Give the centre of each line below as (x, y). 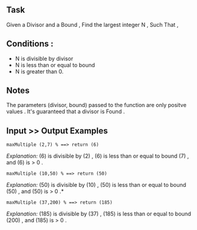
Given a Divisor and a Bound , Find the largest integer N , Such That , (92, 24)
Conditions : (30, 44)
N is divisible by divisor (44, 58)
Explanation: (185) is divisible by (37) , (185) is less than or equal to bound (99, 214)
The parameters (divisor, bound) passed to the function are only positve (96, 105)
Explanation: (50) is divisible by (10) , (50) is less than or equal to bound (96, 185)
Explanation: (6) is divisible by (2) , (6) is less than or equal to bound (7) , (98, 156)
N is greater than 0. (39, 71)
